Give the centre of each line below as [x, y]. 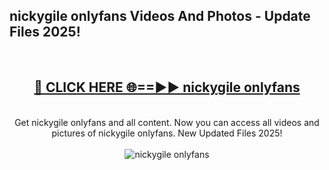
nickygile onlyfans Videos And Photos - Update [160, 16]
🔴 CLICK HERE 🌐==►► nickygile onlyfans [167, 87]
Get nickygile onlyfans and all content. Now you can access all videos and [167, 122]
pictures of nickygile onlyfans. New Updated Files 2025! [167, 133]
